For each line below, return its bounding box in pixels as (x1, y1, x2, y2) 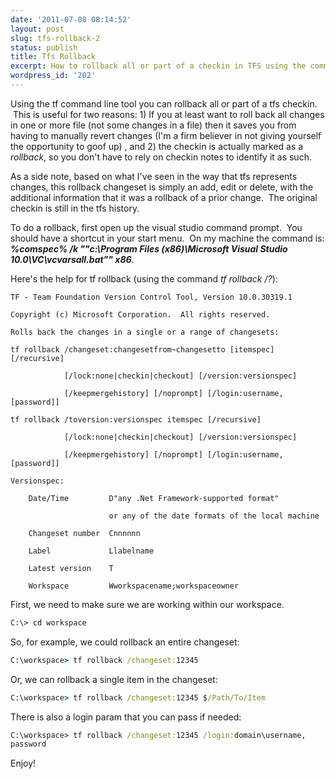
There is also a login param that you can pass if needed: (10, 711, 242, 723)
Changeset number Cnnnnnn (28, 528, 141, 538)
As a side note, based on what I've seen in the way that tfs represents (10, 170, 298, 182)
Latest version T (28, 563, 114, 573)
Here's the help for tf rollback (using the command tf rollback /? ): (10, 272, 278, 285)
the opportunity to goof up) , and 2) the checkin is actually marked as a (10, 140, 304, 152)
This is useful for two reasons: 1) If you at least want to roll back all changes (12, 108, 325, 120)
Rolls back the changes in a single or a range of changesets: (10, 327, 280, 337)
